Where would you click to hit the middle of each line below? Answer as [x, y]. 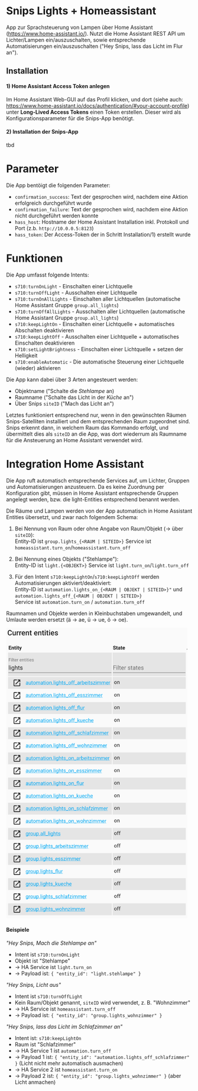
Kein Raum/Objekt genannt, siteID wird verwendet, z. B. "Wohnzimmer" [103, 1002]
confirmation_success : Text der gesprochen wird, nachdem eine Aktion [101, 197]
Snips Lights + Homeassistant [81, 11]
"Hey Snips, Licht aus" [33, 984]
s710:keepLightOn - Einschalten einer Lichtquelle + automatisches [95, 324]
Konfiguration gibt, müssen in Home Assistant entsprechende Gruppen [92, 493]
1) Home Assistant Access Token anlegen [58, 86]
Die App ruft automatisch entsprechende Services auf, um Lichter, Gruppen [98, 480]
